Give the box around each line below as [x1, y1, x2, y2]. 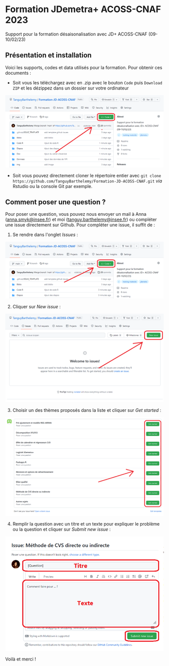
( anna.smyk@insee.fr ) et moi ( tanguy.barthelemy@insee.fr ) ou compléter [5, 216, 157, 223]
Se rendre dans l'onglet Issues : [12, 231, 78, 238]
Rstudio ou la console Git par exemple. [12, 183, 93, 189]
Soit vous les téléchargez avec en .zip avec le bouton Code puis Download [12, 79, 162, 85]
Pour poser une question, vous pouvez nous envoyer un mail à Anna [5, 211, 147, 217]
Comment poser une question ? [5, 198, 106, 206]
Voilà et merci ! [5, 656, 36, 662]
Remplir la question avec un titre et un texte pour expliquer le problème [12, 520, 160, 527]
